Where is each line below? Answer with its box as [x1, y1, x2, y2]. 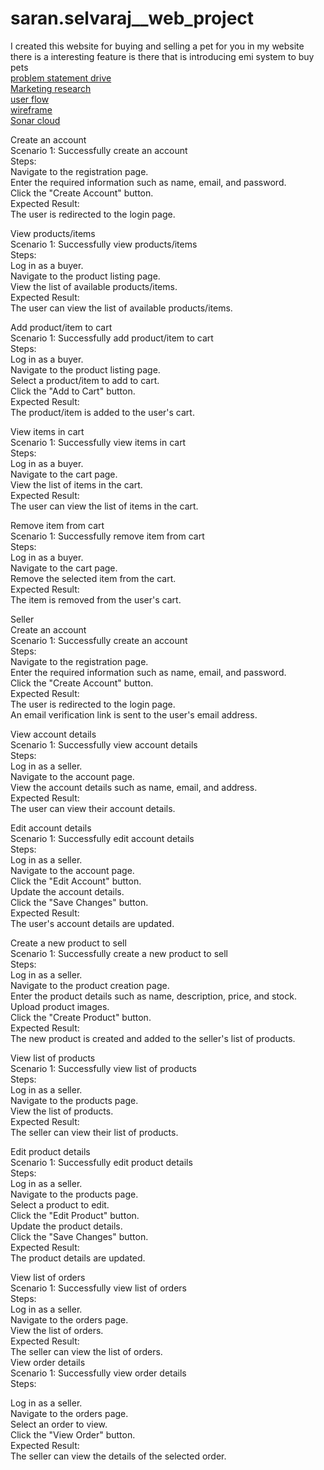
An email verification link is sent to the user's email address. [10, 708, 258, 721]
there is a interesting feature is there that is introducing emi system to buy [10, 50, 315, 62]
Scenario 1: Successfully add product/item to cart [10, 332, 214, 344]
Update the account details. [10, 885, 125, 897]
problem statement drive [10, 72, 112, 84]
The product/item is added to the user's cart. [10, 406, 195, 418]
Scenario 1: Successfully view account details [10, 738, 198, 751]
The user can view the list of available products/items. [10, 302, 233, 314]
